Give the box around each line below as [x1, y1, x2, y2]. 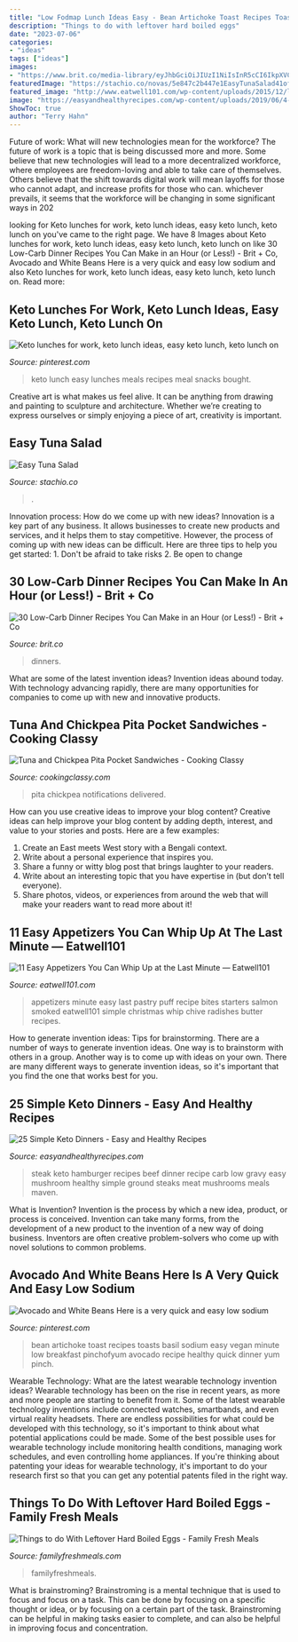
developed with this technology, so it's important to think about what [9, 1423, 260, 1433]
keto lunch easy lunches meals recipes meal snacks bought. [30, 374, 252, 385]
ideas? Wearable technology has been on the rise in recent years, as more [9, 1384, 281, 1395]
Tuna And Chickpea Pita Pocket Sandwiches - [9, 717, 268, 733]
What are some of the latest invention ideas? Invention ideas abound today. [9, 672, 284, 684]
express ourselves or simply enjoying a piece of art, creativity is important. [9, 409, 282, 420]
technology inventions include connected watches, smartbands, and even [9, 1404, 279, 1415]
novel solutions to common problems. [9, 1242, 147, 1252]
